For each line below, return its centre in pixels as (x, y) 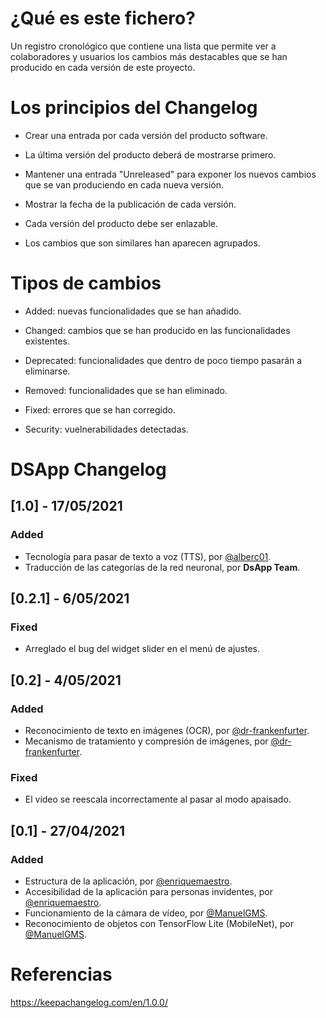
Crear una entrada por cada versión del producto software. (146, 135)
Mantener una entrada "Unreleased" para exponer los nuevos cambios (170, 174)
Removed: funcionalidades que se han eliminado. (126, 390)
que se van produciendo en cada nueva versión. (124, 184)
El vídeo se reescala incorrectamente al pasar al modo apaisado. (158, 799)
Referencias (61, 974)
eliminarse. (47, 371)
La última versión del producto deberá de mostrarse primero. (150, 154)
